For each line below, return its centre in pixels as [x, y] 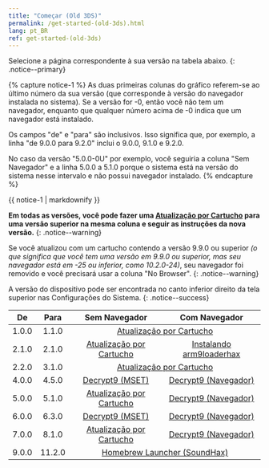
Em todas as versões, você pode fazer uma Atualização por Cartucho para [134, 216]
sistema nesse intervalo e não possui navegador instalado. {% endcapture [131, 176]
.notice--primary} [37, 70]
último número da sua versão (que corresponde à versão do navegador [126, 94]
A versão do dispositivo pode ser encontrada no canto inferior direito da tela [134, 289]
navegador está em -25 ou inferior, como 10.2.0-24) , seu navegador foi [126, 265]
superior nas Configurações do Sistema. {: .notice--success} [109, 298]
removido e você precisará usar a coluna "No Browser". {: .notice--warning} [134, 274]
